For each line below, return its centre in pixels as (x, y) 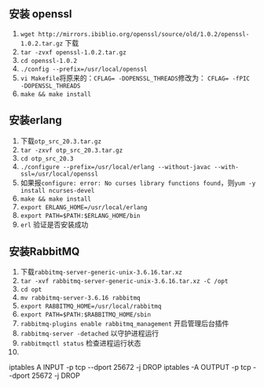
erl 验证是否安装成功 (54, 224)
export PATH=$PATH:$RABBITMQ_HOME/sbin (86, 315)
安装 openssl (40, 14)
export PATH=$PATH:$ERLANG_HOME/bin (80, 216)
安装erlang (35, 120)
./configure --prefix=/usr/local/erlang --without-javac (115, 167)
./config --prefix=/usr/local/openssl (84, 69)
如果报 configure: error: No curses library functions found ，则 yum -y (138, 183)
